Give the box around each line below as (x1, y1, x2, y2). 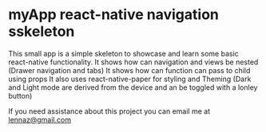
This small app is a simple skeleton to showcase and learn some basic (8, 49, 240, 58)
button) (8, 91, 33, 100)
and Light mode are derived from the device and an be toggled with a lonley (8, 82, 258, 92)
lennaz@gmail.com (8, 115, 72, 124)
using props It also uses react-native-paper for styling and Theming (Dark (8, 74, 252, 83)
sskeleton (8, 22, 75, 41)
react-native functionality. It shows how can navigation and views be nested (8, 57, 259, 67)
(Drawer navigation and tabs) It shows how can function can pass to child (8, 65, 251, 75)
